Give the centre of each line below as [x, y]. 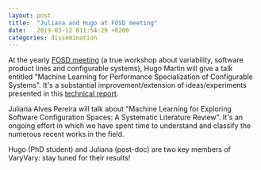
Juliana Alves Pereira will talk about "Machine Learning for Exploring [120, 109]
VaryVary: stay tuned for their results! [69, 158]
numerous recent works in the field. [66, 134]
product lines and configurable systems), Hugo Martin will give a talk [121, 69]
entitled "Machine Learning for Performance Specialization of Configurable [131, 77]
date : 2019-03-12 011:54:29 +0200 [69, 30]
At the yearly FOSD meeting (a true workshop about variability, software [126, 60]
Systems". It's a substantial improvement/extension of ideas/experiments [128, 85]
